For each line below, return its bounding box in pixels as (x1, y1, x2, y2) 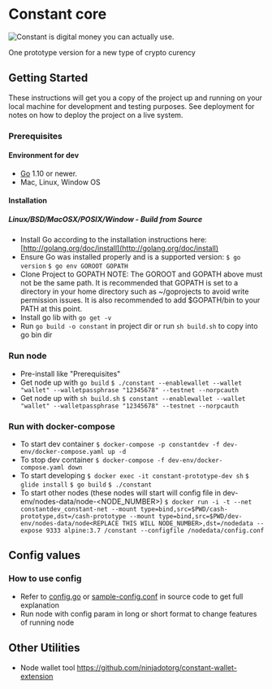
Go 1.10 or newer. (19, 168, 78, 178)
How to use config (8, 573, 82, 584)
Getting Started (8, 71, 89, 85)
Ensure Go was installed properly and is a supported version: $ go (19, 252, 241, 262)
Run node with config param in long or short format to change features (19, 608, 257, 618)
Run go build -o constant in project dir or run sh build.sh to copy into (19, 321, 258, 331)
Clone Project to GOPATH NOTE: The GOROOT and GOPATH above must (19, 269, 263, 279)
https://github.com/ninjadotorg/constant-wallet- (76, 662, 237, 672)
